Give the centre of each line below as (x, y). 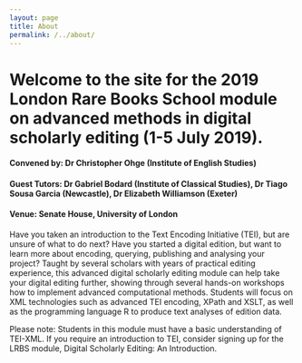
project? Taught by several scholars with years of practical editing (132, 263)
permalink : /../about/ (52, 34)
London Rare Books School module (144, 98)
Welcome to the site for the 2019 (134, 79)
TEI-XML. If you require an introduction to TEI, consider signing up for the (146, 338)
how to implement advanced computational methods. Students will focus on (151, 292)
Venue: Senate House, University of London (94, 214)
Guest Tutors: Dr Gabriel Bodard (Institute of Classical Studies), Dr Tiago (149, 183)
